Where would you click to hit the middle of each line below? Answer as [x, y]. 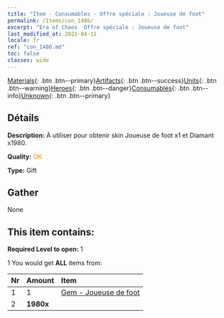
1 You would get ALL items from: [55, 263]
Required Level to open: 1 [45, 249]
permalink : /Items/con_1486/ [50, 21]
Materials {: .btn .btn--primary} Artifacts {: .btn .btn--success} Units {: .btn [112, 80]
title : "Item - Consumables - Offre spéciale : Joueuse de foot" [106, 14]
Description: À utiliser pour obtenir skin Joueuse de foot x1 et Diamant [111, 135]
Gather [23, 192]
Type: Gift [22, 170]
